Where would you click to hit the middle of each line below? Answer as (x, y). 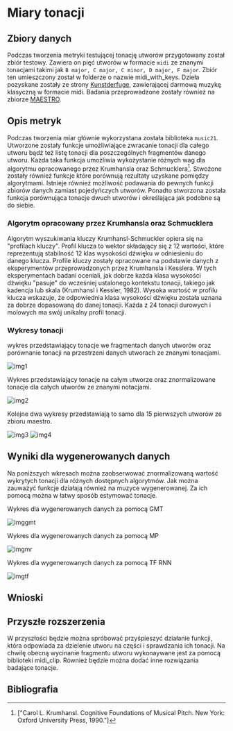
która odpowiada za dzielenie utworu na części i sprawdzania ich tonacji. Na (116, 646)
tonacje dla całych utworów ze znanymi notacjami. (79, 387)
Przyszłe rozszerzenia (56, 622)
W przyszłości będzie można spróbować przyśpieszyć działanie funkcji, (110, 638)
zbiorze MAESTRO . (34, 99)
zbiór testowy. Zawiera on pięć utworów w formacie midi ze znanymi (105, 62)
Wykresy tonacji (35, 330)
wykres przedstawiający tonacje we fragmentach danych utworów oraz (109, 346)
